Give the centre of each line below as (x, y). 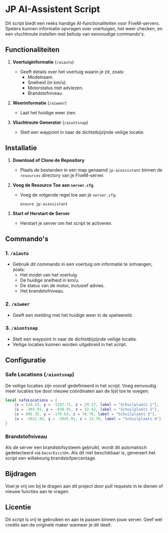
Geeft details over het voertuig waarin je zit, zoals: (72, 72)
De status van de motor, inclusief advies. (62, 286)
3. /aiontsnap (21, 328)
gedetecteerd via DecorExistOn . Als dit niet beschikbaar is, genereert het (80, 453)
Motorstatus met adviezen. (55, 88)
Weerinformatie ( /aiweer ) (40, 103)
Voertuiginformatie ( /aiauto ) (43, 62)
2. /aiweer (18, 304)
